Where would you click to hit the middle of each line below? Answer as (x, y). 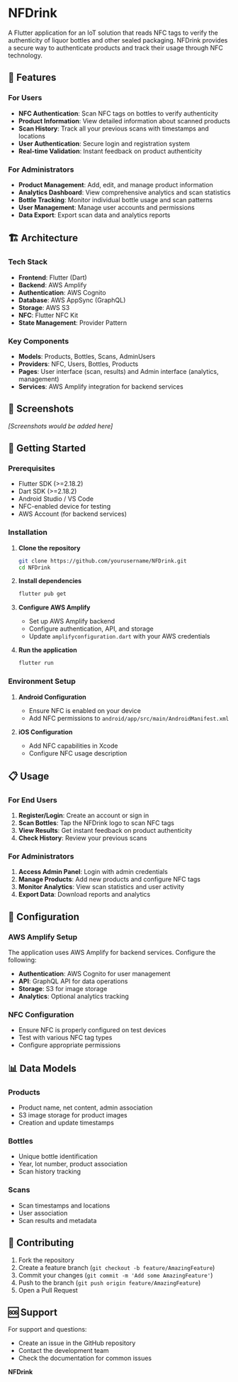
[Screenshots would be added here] (61, 426)
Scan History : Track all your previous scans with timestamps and (114, 128)
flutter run (36, 663)
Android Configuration (52, 697)
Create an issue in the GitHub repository (77, 1343)
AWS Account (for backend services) (72, 514)
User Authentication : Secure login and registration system (104, 143)
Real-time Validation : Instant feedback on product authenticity (110, 151)
